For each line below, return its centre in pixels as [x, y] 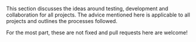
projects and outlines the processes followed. [62, 21]
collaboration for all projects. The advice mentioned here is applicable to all [98, 15]
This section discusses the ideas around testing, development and [87, 9]
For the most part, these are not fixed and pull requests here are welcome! [97, 33]
